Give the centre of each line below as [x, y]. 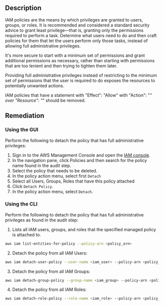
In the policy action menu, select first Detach [56, 176]
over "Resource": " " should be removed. [45, 100]
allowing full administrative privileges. [43, 46]
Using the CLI [21, 204]
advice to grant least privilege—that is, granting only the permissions [74, 30]
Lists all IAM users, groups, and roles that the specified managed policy [84, 229]
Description [23, 8]
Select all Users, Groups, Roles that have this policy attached [73, 181]
